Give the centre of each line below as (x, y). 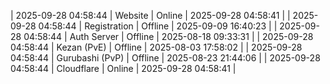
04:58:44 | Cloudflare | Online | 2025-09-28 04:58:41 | (123, 68)
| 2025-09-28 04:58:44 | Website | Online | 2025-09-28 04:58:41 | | (150, 15)
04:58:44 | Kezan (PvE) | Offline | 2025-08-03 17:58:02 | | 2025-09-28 (156, 47)
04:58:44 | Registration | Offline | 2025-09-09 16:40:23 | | (158, 26)
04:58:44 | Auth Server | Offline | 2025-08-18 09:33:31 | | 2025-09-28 (168, 36)
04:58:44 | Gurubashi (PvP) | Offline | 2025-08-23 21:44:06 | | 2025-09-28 (165, 58)
